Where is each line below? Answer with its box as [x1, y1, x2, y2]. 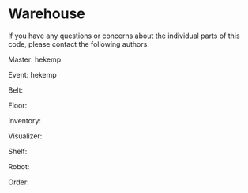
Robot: [8, 161, 30, 171]
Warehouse [8, 5, 85, 23]
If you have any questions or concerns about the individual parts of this [8, 31, 240, 40]
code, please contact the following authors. [8, 39, 150, 48]
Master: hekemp [8, 55, 62, 64]
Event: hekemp [8, 70, 57, 79]
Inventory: [8, 115, 42, 125]
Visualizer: [8, 131, 43, 141]
